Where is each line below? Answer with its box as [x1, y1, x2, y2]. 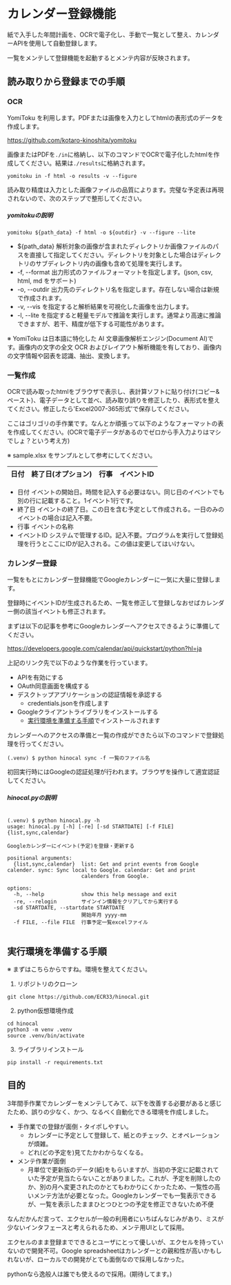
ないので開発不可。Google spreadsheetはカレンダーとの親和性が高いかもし [7, 1246, 222, 1255]
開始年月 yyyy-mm [81, 912, 127, 919]
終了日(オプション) [31, 469, 92, 479]
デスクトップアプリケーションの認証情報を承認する [17, 690, 163, 699]
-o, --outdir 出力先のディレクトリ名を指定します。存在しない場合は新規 [17, 285, 219, 293]
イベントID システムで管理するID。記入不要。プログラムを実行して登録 [17, 530, 219, 539]
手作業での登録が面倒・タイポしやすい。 [17, 1122, 132, 1130]
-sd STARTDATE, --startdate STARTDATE [13, 904, 125, 911]
